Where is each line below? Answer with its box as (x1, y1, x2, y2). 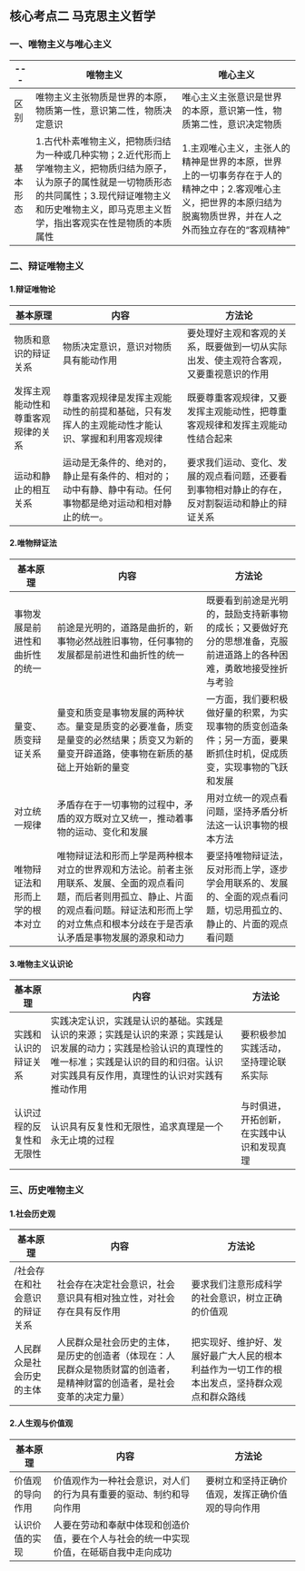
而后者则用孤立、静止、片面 (74, 891, 193, 904)
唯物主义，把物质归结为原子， (44, 162, 172, 174)
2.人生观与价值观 (9, 1418, 74, 1428)
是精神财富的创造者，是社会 (56, 1377, 175, 1389)
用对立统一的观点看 (205, 792, 289, 805)
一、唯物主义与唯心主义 (9, 38, 112, 51)
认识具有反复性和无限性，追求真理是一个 (50, 1121, 224, 1133)
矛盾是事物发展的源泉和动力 (65, 932, 184, 944)
